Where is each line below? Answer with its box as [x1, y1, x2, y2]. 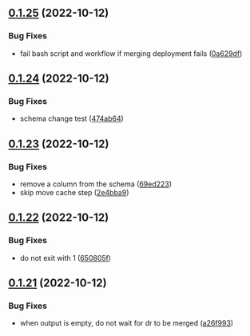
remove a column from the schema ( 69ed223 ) [19, 179, 173, 189]
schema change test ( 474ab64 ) [19, 114, 124, 123]
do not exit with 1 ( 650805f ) [19, 253, 112, 262]
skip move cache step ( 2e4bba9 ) [19, 188, 129, 198]
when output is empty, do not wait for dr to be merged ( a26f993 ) [19, 318, 234, 328]
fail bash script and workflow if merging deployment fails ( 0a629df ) [19, 48, 243, 58]
